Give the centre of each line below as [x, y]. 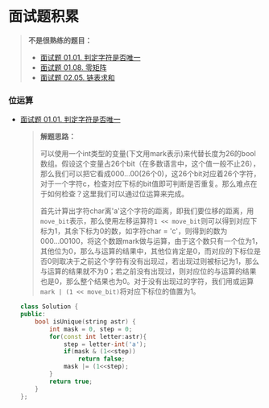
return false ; [101, 359]
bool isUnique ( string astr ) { [85, 321]
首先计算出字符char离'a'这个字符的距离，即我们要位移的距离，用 [147, 211]
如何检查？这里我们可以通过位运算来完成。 [118, 194]
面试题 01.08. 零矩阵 [73, 67]
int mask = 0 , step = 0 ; [91, 329]
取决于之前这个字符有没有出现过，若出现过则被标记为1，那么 [159, 262]
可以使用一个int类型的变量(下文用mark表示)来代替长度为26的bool [148, 154]
